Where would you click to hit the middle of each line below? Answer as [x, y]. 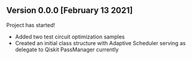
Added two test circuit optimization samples [70, 37]
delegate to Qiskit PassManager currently [67, 49]
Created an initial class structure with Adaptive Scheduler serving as [100, 43]
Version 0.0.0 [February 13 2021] [70, 11]
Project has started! [31, 25]
